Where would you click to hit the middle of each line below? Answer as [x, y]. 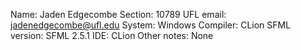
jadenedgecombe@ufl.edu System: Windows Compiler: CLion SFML [151, 25]
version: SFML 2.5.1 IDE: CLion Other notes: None [112, 35]
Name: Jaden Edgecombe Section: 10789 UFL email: [118, 14]
